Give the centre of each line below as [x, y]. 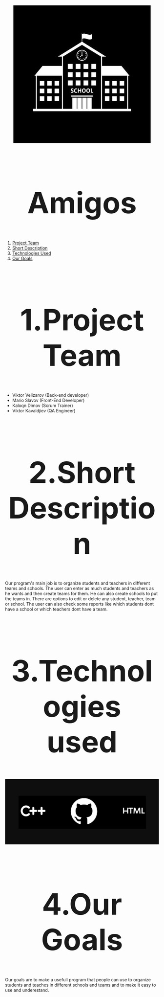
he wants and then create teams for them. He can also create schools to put [81, 594]
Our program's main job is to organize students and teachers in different [78, 583]
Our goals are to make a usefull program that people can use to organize [78, 979]
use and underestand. [27, 990]
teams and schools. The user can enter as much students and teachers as [80, 589]
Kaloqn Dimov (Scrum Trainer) [42, 406]
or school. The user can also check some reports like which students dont [80, 604]
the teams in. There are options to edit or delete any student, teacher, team [80, 599]
